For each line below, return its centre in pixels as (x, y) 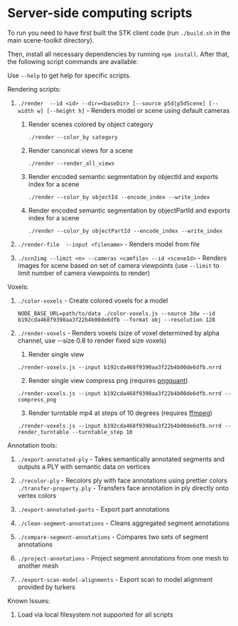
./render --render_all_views (71, 163)
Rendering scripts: (34, 89)
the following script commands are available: (73, 61)
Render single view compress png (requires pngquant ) (108, 380)
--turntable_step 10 (102, 432)
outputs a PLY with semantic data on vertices (84, 466)
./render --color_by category (73, 137)
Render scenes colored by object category (91, 124)
